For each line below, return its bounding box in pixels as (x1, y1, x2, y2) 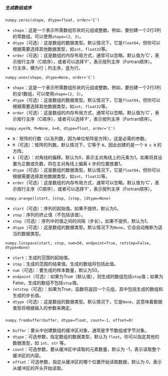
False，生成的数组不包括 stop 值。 (12, 280, 81, 286)
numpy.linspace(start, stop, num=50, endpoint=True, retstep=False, (5, 240, 151, 245)
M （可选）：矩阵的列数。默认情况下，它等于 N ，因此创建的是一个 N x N (12, 142, 156, 148)
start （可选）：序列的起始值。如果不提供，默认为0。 (12, 205, 121, 211)
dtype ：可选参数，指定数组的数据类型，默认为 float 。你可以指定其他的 (12, 334, 159, 340)
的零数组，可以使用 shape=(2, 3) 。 (12, 33, 84, 39)
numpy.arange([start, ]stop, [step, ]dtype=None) (5, 196, 111, 201)
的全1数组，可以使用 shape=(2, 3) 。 (12, 91, 86, 97)
